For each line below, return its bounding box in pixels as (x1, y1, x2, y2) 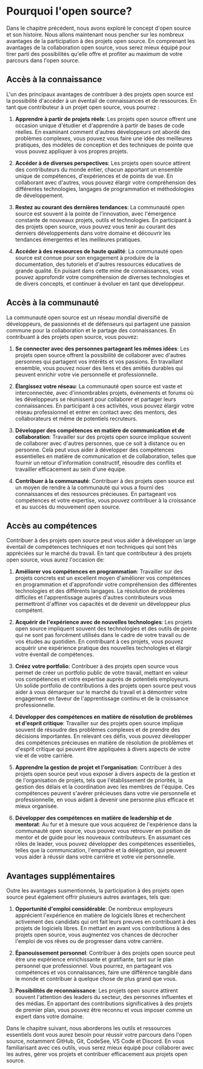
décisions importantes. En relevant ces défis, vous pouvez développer (15, 733, 191, 740)
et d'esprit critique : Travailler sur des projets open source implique (15, 720, 184, 727)
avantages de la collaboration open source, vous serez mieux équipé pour (6, 44, 191, 51)
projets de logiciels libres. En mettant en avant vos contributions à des (15, 925, 191, 932)
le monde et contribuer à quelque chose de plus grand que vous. (15, 975, 178, 983)
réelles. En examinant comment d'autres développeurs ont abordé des (15, 128, 191, 135)
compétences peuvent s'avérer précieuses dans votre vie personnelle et (15, 790, 196, 797)
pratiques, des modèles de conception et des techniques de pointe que (15, 141, 194, 148)
